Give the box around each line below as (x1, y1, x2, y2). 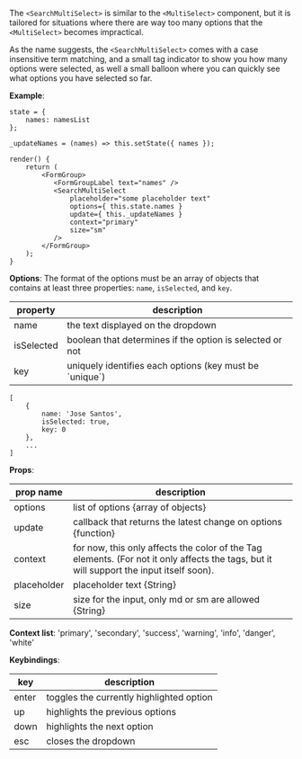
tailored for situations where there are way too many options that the (9, 17, 263, 28)
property (16, 304, 56, 316)
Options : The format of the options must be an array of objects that (9, 273, 260, 283)
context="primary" (69, 218, 139, 227)
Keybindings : (9, 655, 60, 665)
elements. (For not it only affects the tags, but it (73, 553, 272, 565)
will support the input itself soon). (73, 564, 215, 576)
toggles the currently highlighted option (46, 692, 213, 703)
